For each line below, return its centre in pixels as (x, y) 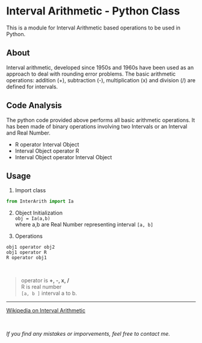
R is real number (41, 287)
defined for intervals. (32, 87)
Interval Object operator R (47, 151)
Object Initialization (39, 213)
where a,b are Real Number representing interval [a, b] (84, 225)
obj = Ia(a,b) (32, 219)
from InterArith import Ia (40, 202)
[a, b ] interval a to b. (49, 293)
